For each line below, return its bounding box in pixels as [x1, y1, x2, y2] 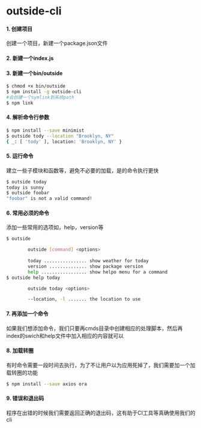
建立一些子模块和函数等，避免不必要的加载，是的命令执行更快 [6, 167, 159, 174]
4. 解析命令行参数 [6, 114, 50, 121]
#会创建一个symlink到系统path [6, 94, 75, 100]
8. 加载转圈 [6, 347, 34, 354]
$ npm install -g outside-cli [6, 89, 82, 95]
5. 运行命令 [6, 152, 34, 160]
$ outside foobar [6, 190, 50, 196]
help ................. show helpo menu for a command [28, 269, 168, 275]
